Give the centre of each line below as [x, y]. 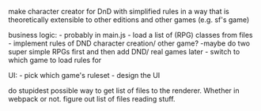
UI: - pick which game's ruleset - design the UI [84, 75]
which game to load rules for [55, 60]
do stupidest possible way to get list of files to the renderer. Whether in [124, 91]
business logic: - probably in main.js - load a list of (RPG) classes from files [130, 35]
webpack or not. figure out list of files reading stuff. [92, 99]
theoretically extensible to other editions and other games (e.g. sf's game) [129, 20]
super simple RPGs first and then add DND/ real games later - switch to [124, 52]
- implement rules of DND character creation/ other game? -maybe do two [129, 43]
